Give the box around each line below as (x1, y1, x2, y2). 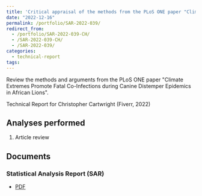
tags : (6, 59, 20, 65)
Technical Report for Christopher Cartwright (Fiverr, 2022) (6, 100, 151, 107)
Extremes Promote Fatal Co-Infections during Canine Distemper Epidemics (6, 82, 191, 89)
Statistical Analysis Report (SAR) (6, 169, 105, 178)
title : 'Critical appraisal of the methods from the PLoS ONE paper (6, 8, 182, 15)
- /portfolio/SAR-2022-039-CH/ (11, 31, 90, 37)
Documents (6, 151, 51, 162)
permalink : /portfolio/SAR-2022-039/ (6, 20, 101, 26)
